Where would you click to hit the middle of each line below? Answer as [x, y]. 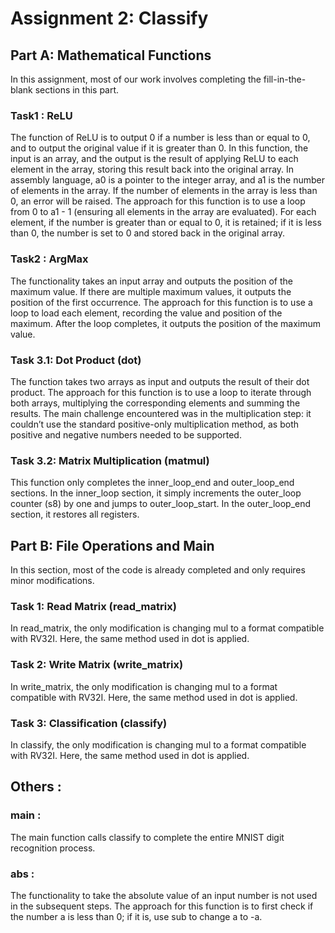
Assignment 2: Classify [109, 18]
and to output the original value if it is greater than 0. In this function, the [159, 148]
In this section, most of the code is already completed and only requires [158, 570]
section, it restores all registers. [75, 514]
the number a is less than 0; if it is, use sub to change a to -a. [136, 916]
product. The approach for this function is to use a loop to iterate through [161, 392]
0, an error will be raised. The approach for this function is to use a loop [158, 201]
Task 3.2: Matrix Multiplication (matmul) [110, 460]
